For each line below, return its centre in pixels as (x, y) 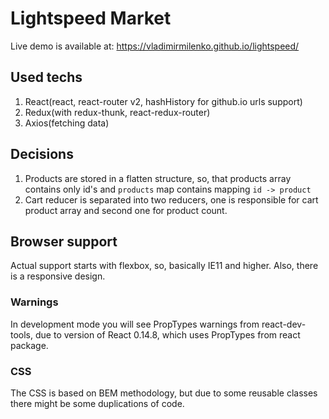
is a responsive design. (58, 276)
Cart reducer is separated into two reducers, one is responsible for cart (171, 199)
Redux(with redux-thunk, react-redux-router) (117, 112)
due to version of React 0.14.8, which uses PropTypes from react (167, 334)
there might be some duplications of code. (97, 403)
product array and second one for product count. (126, 210)
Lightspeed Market (91, 18)
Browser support (64, 241)
